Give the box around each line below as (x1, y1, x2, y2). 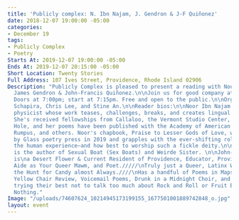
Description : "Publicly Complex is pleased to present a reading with (7, 83, 221, 90)
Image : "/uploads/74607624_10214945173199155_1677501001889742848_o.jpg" (7, 195, 231, 202)
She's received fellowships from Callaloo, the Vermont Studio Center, (14, 116, 231, 123)
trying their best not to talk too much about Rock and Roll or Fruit (14, 182, 228, 189)
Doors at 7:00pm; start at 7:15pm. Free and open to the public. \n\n (14, 97, 224, 104)
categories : (7, 23, 43, 31)
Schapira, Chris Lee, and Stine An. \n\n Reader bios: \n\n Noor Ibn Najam (14, 103, 231, 110)
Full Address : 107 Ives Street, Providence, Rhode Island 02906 (7, 76, 202, 84)
